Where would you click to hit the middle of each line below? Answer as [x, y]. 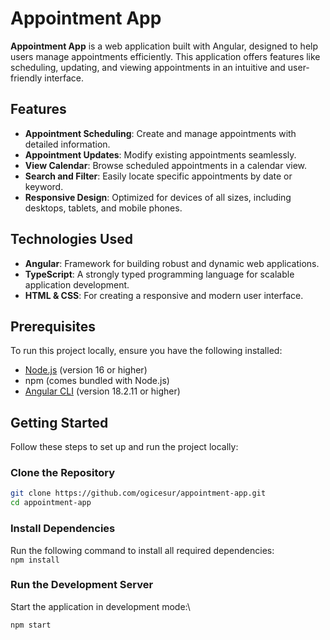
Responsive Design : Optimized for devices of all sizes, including [158, 197]
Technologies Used [71, 239]
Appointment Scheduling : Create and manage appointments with [160, 133]
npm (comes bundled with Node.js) [97, 381]
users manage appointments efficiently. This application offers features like [165, 56]
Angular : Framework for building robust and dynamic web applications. [172, 263]
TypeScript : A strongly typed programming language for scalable [159, 274]
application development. [77, 284]
